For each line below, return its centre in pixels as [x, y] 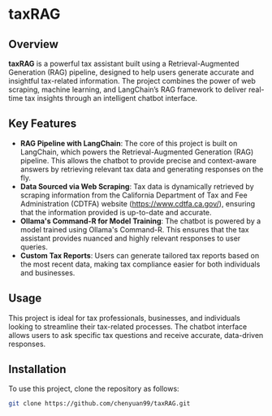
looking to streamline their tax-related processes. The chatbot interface [128, 327]
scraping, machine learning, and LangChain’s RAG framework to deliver [128, 89]
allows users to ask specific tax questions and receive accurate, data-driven [136, 335]
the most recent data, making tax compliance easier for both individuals [140, 264]
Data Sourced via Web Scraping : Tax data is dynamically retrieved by [137, 186]
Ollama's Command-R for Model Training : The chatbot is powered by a [140, 221]
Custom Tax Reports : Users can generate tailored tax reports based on [140, 255]
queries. [34, 247]
